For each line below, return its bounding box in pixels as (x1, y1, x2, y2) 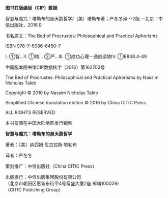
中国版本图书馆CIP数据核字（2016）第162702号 (5, 64, 105, 70)
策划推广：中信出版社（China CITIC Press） (5, 163, 97, 169)
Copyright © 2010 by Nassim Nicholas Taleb (5, 90, 98, 96)
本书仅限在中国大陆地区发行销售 (5, 120, 72, 126)
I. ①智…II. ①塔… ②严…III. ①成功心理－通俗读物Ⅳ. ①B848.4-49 (5, 53, 147, 60)
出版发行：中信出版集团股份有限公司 (5, 174, 81, 180)
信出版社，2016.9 (5, 22, 42, 28)
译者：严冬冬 (5, 152, 32, 159)
